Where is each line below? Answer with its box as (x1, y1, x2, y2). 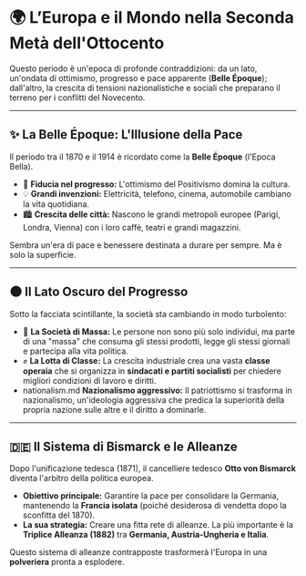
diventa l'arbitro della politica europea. (9, 473, 154, 484)
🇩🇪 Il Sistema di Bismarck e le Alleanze (9, 438, 239, 454)
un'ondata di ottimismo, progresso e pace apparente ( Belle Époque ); (9, 72, 268, 83)
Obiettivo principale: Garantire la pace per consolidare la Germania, (22, 490, 280, 501)
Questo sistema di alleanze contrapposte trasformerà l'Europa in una (9, 547, 268, 558)
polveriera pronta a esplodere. (9, 557, 125, 568)
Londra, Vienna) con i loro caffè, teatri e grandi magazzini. (22, 221, 241, 232)
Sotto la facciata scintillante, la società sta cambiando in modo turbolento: (9, 308, 287, 319)
